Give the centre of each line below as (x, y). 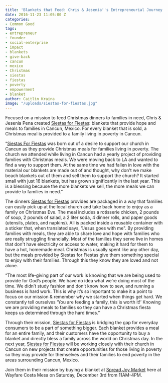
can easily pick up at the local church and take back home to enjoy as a (79, 207)
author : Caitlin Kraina (30, 99)
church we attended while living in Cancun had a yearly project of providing (83, 155)
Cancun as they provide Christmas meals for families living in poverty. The (82, 149)
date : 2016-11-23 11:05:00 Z (36, 15)
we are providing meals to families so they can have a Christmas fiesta (78, 308)
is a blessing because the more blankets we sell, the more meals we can (80, 186)
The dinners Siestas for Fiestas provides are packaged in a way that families (84, 201)
